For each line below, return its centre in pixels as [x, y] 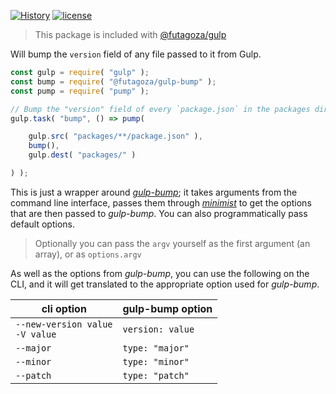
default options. [42, 224]
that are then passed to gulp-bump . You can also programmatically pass [159, 213]
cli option [64, 308]
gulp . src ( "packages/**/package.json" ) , [115, 136]
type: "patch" [156, 375]
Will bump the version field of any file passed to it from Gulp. [136, 54]
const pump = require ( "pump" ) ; [80, 91]
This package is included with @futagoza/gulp [130, 34]
